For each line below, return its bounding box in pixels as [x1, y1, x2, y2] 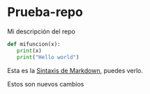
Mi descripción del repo [7, 27, 75, 36]
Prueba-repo [7, 4, 84, 20]
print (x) [16, 47, 42, 54]
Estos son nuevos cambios [7, 79, 84, 88]
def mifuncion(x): [7, 40, 61, 47]
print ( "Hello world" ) [16, 54, 80, 61]
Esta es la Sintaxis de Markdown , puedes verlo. [7, 66, 144, 75]
